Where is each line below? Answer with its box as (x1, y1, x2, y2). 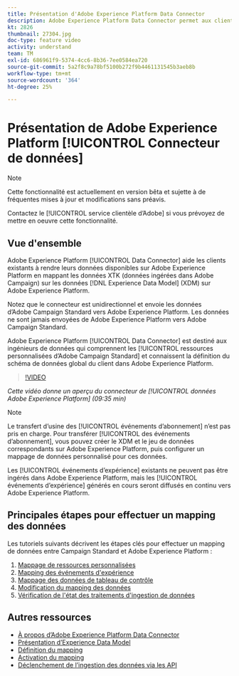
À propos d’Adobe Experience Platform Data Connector (17, 630, 180, 639)
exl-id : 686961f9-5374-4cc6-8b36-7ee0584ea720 (7, 57, 148, 64)
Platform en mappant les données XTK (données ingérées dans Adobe (7, 271, 214, 280)
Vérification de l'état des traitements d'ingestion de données (17, 591, 196, 599)
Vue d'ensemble (7, 237, 82, 249)
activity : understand (7, 43, 72, 51)
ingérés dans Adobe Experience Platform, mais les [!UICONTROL (7, 474, 198, 482)
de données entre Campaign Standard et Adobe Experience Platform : (7, 546, 213, 555)
